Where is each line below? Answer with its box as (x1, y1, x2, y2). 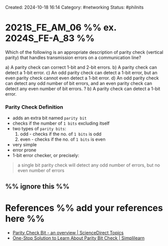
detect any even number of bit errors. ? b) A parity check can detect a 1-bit (5, 86, 160, 92)
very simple (12, 142, 37, 148)
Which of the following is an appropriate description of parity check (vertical (5, 49, 163, 55)
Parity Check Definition (5, 103, 64, 110)
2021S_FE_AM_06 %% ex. (5, 22, 117, 33)
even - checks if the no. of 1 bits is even (20, 136, 106, 142)
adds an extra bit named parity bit (12, 115, 87, 121)
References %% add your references (5, 202, 163, 213)
